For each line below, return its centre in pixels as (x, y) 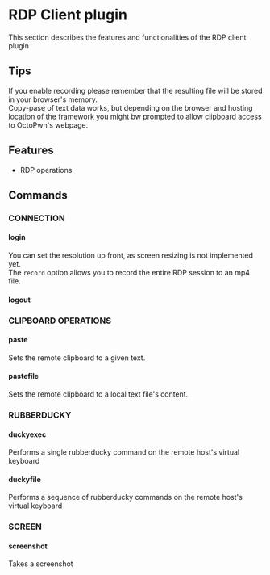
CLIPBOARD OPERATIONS (60, 321)
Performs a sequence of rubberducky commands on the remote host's (126, 497)
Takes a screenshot (41, 564)
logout (19, 300)
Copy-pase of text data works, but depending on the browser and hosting (131, 107)
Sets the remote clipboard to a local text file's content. (98, 394)
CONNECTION (37, 218)
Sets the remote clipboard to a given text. (77, 358)
